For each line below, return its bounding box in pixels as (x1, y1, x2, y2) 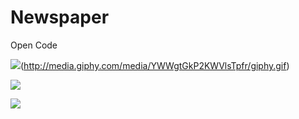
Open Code (10, 39, 58, 51)
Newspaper (10, 6, 110, 29)
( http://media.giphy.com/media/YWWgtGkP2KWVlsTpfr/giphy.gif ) (20, 59, 290, 71)
